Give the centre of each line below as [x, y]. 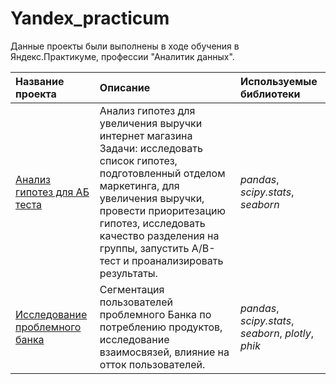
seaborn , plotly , [276, 333]
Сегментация [132, 289]
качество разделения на [159, 235]
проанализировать [177, 260]
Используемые [278, 81]
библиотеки [270, 94]
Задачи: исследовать [151, 148]
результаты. [128, 273]
